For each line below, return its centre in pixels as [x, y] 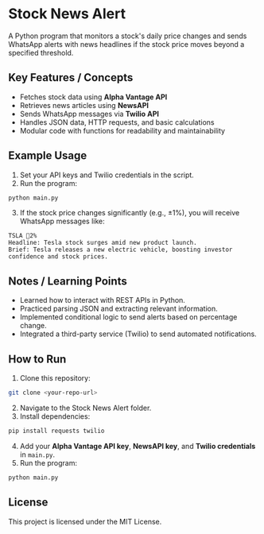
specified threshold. [41, 52]
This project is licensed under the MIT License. [85, 521]
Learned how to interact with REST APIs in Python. [102, 300]
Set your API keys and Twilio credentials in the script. [107, 175]
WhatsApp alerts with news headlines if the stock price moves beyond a [126, 44]
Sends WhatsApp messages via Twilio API [89, 114]
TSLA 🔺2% [23, 236]
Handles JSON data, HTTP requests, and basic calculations [117, 122]
